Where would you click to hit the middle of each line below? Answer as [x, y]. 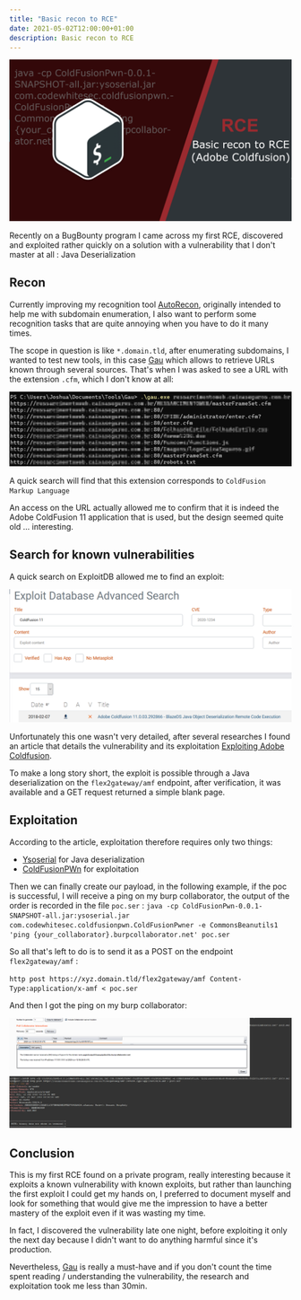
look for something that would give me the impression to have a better [139, 1204]
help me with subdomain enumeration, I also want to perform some [133, 313]
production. [30, 1250]
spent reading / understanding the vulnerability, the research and [129, 1277]
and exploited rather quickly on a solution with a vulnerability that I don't [142, 245]
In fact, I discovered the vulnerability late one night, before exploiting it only [149, 1231]
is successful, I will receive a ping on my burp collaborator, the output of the [150, 896]
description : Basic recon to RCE [72, 38]
